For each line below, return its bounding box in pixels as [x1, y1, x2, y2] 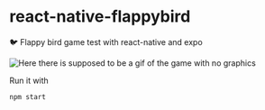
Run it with [9, 75, 50, 86]
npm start [9, 92, 47, 101]
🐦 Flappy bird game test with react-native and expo [9, 36, 203, 47]
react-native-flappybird [9, 6, 191, 27]
